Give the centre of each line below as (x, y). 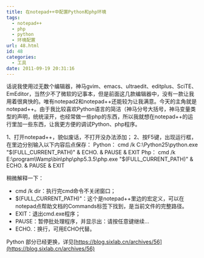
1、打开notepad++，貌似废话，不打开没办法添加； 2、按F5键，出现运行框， (101, 137)
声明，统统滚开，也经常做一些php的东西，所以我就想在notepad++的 (102, 117)
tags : (13, 18)
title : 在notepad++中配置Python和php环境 (56, 12)
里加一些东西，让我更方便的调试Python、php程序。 (76, 124)
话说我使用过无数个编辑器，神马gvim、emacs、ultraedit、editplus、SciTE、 (102, 86)
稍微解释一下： (25, 178)
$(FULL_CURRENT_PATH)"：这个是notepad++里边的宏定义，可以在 (100, 199)
